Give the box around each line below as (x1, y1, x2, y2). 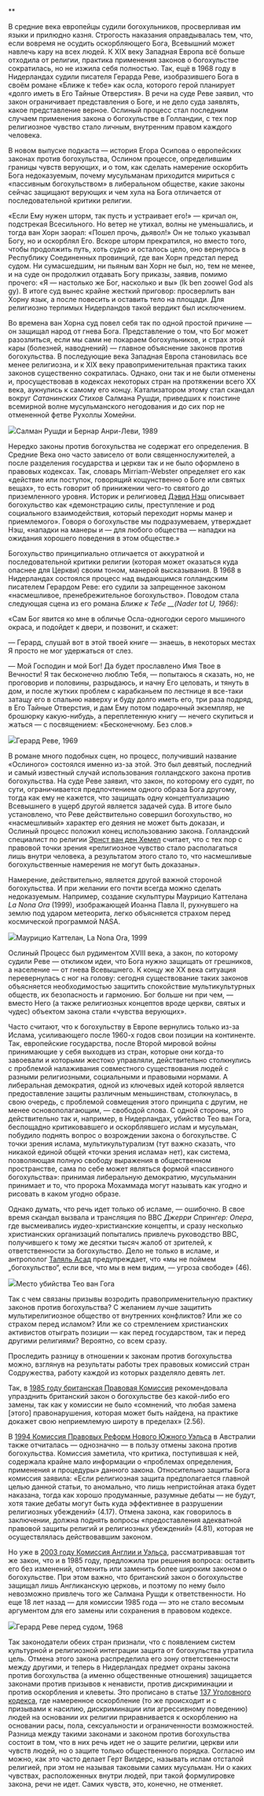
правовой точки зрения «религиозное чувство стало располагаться (8, 843, 238, 852)
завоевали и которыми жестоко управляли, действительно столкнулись (8, 1055, 251, 1065)
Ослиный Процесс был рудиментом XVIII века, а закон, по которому (8, 948, 238, 958)
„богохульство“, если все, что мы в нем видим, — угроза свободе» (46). (8, 1263, 251, 1272)
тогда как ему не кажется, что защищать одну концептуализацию (8, 793, 230, 802)
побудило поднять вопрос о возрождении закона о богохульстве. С (8, 1131, 237, 1139)
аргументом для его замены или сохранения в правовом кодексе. (8, 1606, 233, 1615)
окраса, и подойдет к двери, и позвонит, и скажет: (8, 623, 179, 631)
